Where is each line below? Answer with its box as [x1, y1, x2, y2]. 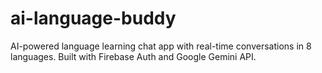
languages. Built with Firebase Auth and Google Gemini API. [10, 50, 257, 62]
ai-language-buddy [10, 7, 177, 30]
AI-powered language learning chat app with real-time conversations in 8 [10, 40, 312, 52]
